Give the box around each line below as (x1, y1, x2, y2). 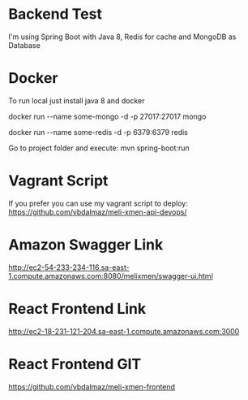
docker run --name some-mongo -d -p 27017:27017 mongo (8, 111, 207, 121)
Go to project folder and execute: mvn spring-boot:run (8, 143, 190, 153)
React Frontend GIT (8, 354, 142, 373)
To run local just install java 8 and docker (8, 95, 145, 106)
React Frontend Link (8, 299, 147, 318)
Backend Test (8, 5, 103, 24)
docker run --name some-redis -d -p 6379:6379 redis (8, 127, 188, 137)
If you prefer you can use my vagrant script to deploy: (8, 198, 188, 208)
